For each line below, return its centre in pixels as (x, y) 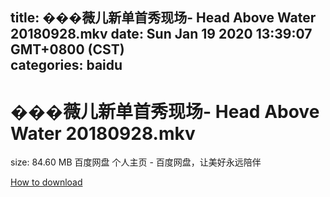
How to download (46, 182)
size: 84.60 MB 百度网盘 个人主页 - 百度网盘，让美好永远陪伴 (136, 162)
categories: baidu (66, 65)
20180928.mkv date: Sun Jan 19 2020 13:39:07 (161, 34)
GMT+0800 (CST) (67, 49)
